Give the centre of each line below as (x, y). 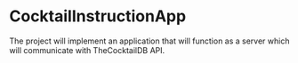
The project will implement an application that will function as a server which (149, 41)
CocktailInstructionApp (98, 16)
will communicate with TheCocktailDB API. (87, 50)
